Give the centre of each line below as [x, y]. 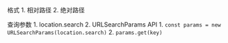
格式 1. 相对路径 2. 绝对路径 [46, 10]
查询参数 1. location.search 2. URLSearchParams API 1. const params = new [114, 25]
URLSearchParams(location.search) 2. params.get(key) [85, 32]
